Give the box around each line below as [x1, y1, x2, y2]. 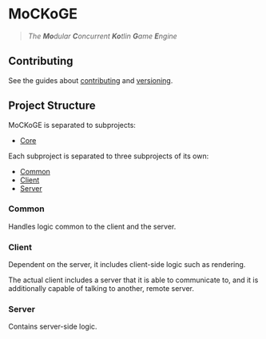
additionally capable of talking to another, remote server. [8, 284, 194, 293]
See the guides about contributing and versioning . [8, 75, 173, 85]
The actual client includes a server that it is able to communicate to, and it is [8, 275, 259, 285]
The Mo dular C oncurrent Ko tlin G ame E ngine [27, 31, 177, 41]
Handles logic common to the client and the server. [8, 221, 177, 231]
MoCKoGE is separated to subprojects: [8, 120, 136, 130]
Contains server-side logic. [8, 321, 97, 332]
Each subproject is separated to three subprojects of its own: [8, 151, 209, 161]
